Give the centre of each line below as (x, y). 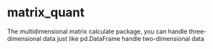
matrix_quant (46, 13)
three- (198, 31)
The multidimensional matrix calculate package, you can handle (97, 31)
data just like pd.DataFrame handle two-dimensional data (124, 38)
